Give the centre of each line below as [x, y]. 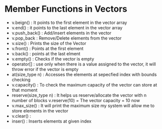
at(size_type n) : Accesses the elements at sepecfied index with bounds [84, 74]
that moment [24, 90]
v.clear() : [21, 116]
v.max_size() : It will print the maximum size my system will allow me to [83, 106]
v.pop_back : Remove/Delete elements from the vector [67, 38]
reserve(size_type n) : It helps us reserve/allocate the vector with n [79, 95]
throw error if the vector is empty [45, 69]
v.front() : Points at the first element [47, 48]
